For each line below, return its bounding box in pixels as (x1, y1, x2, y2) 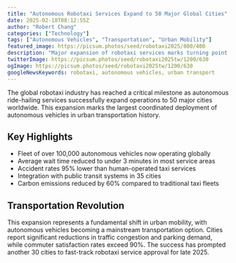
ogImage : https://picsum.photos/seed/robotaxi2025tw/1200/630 (7, 62, 193, 69)
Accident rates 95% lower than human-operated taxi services (17, 164, 197, 173)
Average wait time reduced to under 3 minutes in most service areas (17, 157, 216, 166)
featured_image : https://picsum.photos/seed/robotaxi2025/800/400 (7, 43, 206, 50)
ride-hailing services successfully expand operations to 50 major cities (7, 95, 213, 104)
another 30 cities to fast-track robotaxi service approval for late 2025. (7, 248, 209, 257)
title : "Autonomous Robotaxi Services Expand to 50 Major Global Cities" (7, 10, 228, 18)
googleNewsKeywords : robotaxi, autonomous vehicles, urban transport (7, 69, 216, 76)
